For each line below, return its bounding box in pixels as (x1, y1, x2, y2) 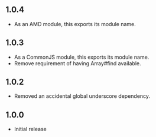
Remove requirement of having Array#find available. (14, 59, 141, 67)
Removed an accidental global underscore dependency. (14, 93, 151, 100)
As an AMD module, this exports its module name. (14, 20, 136, 27)
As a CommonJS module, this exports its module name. (14, 53, 149, 60)
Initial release (14, 126, 47, 133)
